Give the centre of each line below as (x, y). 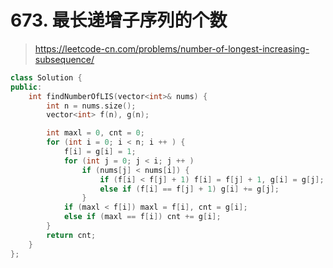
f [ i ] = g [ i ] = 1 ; (100, 152)
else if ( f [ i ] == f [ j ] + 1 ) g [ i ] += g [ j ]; (189, 189)
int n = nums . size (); (91, 106)
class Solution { (46, 77)
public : (26, 87)
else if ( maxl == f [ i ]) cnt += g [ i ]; (142, 217)
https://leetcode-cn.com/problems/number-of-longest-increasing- (172, 48)
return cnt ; (71, 235)
